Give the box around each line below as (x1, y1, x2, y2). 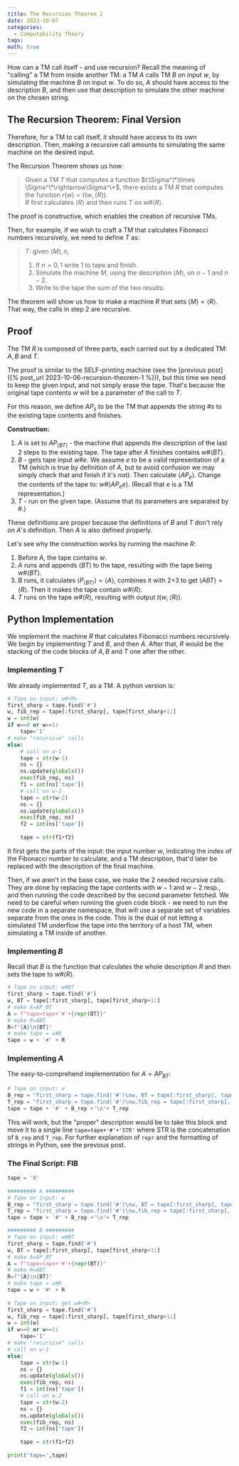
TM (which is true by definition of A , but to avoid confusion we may (17, 463, 215, 472)
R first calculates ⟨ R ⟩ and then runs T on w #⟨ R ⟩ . (24, 198, 164, 206)
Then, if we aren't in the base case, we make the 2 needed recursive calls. (7, 876, 225, 884)
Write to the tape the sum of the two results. (35, 283, 165, 292)
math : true (7, 43, 40, 51)
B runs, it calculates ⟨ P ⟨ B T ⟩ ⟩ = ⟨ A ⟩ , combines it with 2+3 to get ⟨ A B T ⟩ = (17, 575, 223, 586)
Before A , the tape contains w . (17, 553, 107, 562)
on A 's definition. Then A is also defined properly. (7, 526, 153, 534)
